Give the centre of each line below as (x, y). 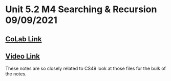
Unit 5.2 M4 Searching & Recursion (81, 9)
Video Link (23, 56)
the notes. (16, 74)
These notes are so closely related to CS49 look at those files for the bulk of (86, 69)
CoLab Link (24, 39)
